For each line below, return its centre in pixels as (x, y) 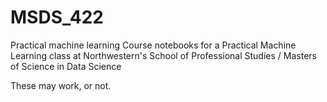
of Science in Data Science (66, 66)
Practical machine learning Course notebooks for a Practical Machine (153, 45)
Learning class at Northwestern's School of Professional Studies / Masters (163, 55)
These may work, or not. (61, 85)
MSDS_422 (57, 17)
